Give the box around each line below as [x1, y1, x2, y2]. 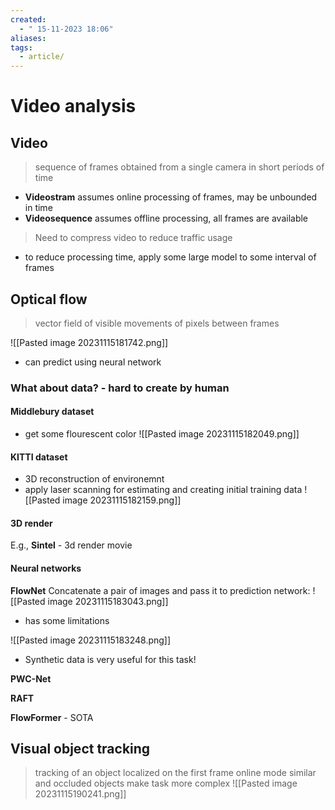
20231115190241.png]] [34, 788, 127, 800]
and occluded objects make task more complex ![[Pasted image [34, 777, 298, 790]
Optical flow [10, 291, 88, 308]
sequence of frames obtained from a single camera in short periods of [34, 161, 325, 173]
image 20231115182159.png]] [62, 494, 182, 506]
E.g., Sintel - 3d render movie [10, 539, 133, 551]
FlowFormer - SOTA [10, 711, 94, 723]
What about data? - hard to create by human [10, 381, 230, 395]
